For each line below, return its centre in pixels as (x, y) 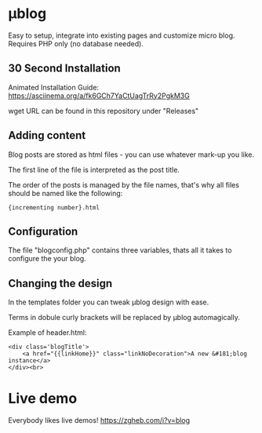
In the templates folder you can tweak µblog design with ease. (109, 302)
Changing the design (60, 283)
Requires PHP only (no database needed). (76, 43)
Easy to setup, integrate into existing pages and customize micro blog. (122, 35)
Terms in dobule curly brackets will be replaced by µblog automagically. (124, 318)
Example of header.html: (47, 333)
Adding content (47, 135)
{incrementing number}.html (54, 207)
